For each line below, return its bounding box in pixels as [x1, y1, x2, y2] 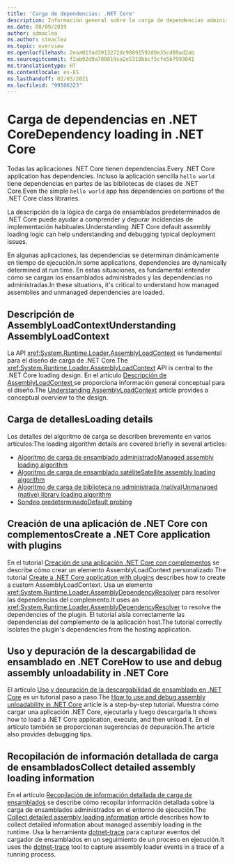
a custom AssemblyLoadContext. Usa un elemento [7, 581, 153, 589]
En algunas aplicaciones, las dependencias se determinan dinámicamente [7, 251, 219, 259]
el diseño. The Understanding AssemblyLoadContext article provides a [7, 386, 209, 394]
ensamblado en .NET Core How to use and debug [7, 656, 222, 668]
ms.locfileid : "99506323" [7, 82, 82, 89]
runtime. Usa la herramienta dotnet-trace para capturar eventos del [7, 828, 201, 836]
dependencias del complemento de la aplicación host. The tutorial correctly [7, 618, 223, 626]
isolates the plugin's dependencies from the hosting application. [7, 625, 192, 633]
